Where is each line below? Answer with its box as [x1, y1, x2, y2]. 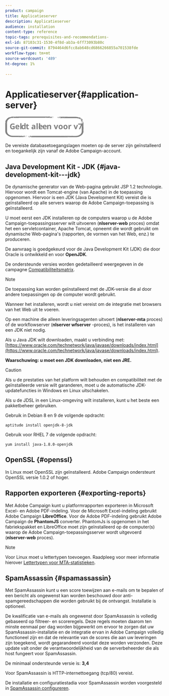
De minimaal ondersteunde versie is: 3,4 [5, 660, 90, 666]
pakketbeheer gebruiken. [5, 403, 58, 408]
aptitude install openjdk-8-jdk [5, 423, 73, 428]
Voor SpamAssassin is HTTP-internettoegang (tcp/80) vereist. [5, 670, 134, 676]
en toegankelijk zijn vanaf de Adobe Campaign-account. [5, 148, 122, 154]
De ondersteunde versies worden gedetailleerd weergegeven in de [5, 261, 144, 267]
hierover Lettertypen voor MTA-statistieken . [5, 559, 96, 565]
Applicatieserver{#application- [5, 89, 139, 100]
